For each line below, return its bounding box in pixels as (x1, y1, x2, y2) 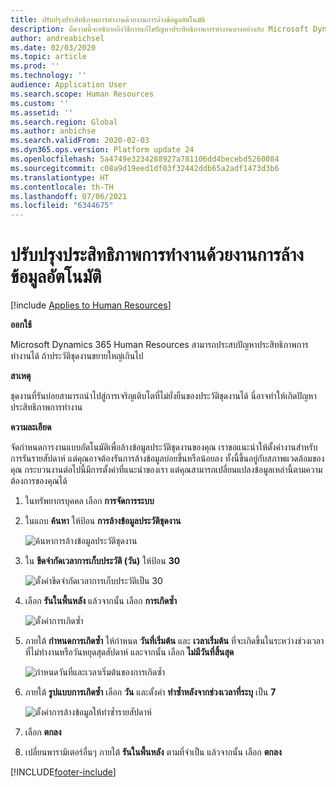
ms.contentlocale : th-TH (10, 182, 114, 192)
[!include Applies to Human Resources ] (10, 299, 172, 311)
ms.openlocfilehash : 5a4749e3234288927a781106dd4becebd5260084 (10, 154, 280, 164)
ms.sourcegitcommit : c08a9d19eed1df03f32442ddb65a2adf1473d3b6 (10, 163, 280, 173)
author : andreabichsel (10, 33, 105, 43)
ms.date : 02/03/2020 (10, 42, 97, 53)
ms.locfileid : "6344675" (10, 201, 114, 211)
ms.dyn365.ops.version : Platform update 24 (10, 145, 195, 155)
